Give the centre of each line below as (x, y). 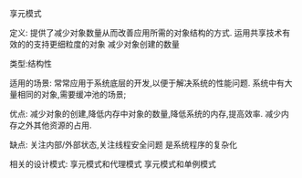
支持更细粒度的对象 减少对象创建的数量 (106, 44)
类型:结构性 (31, 63)
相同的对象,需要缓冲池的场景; (72, 94)
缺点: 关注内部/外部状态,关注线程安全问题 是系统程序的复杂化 (123, 145)
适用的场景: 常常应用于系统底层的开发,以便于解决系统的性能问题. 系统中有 (147, 83)
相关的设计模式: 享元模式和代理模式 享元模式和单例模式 (113, 164)
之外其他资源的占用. (55, 125)
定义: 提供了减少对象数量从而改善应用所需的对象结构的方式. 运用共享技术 (146, 33)
